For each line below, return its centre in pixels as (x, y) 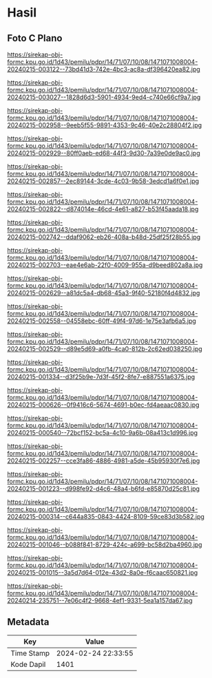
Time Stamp (30, 653)
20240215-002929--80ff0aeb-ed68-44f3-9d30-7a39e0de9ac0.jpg (104, 153)
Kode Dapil (28, 664)
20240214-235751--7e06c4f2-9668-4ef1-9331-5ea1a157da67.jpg (100, 601)
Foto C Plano (35, 38)
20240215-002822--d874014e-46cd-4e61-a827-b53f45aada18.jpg (103, 209)
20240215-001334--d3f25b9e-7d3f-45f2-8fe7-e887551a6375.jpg (101, 377)
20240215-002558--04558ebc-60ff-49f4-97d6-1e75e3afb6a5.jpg (102, 321)
